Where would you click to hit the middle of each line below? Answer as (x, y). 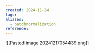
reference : (17, 29)
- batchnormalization (33, 24)
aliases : (15, 19)
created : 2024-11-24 (27, 10)
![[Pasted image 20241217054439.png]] (47, 43)
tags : (11, 15)
